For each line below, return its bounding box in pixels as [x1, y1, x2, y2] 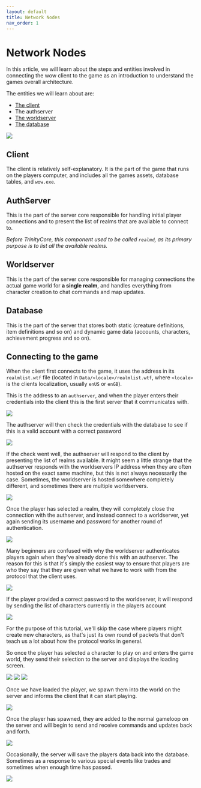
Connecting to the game [6, 352, 98, 362]
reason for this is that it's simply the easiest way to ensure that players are [6, 560, 190, 567]
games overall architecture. [6, 79, 74, 86]
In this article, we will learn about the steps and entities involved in [6, 65, 170, 73]
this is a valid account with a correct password [6, 427, 121, 435]
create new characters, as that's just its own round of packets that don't [6, 631, 184, 639]
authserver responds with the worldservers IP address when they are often [6, 463, 191, 471]
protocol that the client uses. [6, 573, 77, 580]
